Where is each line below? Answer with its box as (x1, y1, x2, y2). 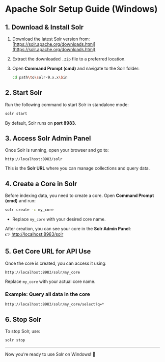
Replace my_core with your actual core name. (5, 278, 96, 284)
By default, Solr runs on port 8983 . (5, 120, 76, 126)
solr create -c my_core (5, 207, 54, 212)
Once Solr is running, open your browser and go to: (5, 147, 109, 153)
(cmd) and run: (5, 198, 36, 204)
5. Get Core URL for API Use (5, 247, 91, 256)
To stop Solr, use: (5, 328, 41, 334)
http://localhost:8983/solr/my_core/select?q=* (5, 302, 105, 307)
